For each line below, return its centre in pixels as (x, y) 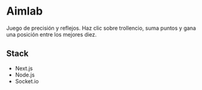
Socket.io (27, 81)
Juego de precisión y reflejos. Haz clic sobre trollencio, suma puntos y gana (101, 28)
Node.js (25, 75)
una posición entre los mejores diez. (52, 34)
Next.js (24, 68)
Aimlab (25, 11)
